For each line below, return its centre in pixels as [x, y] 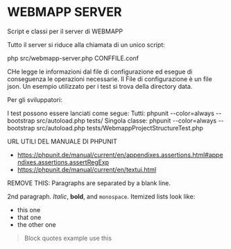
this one [29, 209]
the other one [37, 224]
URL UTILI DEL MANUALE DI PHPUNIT [62, 141]
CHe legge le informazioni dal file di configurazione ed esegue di [100, 71]
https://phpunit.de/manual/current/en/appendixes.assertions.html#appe [120, 155]
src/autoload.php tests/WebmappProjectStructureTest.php [120, 128]
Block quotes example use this [68, 238]
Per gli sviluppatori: [35, 100]
